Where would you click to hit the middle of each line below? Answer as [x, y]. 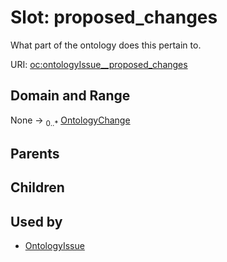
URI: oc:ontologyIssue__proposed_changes [99, 64]
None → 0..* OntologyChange [70, 121]
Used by [36, 221]
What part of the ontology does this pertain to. [106, 45]
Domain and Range [70, 96]
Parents [35, 153]
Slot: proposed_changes [114, 17]
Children [37, 187]
